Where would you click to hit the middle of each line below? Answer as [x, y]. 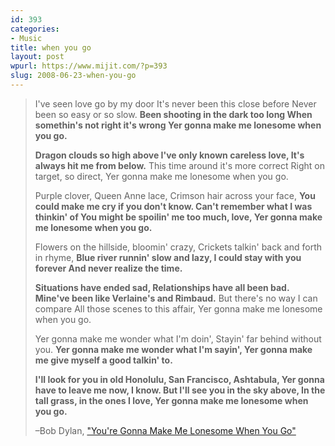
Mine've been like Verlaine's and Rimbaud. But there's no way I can [176, 298]
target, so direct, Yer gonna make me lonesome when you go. [161, 176]
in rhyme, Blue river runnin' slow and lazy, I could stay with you [168, 257]
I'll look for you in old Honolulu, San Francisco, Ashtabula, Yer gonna [179, 379]
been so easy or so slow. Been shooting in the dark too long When [173, 114]
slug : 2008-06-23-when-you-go [73, 76]
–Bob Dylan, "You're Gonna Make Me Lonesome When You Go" [165, 430]
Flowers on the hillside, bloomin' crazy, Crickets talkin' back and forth [178, 247]
